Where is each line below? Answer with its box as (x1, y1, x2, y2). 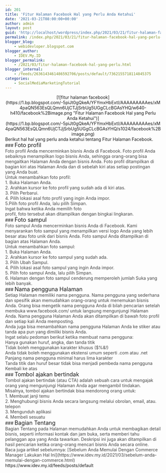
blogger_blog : (5, 39, 35, 44)
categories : (5, 76, 30, 81)
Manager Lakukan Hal (5, 452, 50, 458)
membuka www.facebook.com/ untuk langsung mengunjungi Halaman (5, 308, 149, 314)
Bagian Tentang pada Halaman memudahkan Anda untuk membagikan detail (5, 426, 161, 432)
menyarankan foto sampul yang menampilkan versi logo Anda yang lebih (5, 228, 153, 234)
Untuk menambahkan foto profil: (5, 174, 71, 180)
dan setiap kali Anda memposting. (5, 318, 75, 324)
